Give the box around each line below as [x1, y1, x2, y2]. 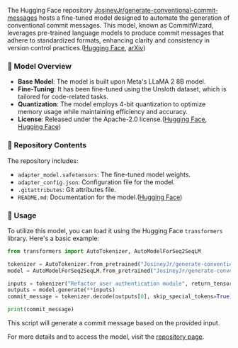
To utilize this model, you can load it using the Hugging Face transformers [7, 226, 223, 235]
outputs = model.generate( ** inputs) [7, 286, 115, 293]
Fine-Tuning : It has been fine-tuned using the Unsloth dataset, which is [17, 85, 227, 94]
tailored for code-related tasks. [17, 92, 108, 101]
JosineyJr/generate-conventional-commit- [94, 6, 218, 14]
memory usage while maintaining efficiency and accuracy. [17, 108, 188, 116]
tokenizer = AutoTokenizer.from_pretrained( [7, 260, 141, 268]
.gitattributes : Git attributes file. [17, 185, 117, 193]
